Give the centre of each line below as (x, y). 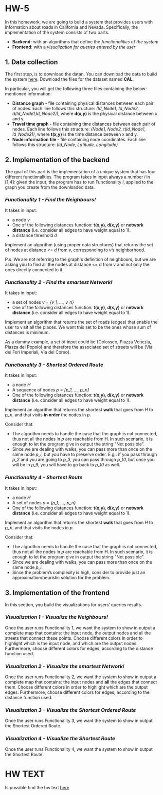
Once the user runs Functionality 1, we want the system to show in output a (80, 628)
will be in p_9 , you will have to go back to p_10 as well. (66, 465)
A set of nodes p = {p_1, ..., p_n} (44, 502)
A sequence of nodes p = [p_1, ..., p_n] (50, 390)
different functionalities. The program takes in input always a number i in (78, 177)
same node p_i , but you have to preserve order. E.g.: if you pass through (84, 454)
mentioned (16, 93)
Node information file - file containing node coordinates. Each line (79, 139)
